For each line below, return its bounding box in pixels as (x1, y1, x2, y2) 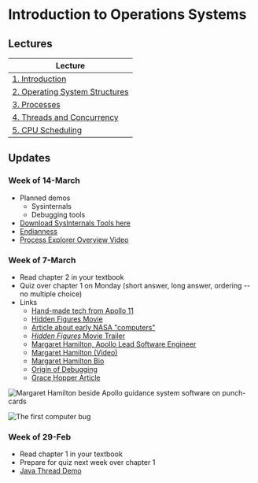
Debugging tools (31, 210, 86, 219)
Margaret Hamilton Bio (31, 356, 105, 366)
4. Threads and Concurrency (12, 112, 120, 123)
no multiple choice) (19, 289, 83, 299)
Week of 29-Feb (8, 431, 72, 442)
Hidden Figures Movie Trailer (31, 331, 126, 340)
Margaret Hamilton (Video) (31, 347, 118, 357)
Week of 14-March (8, 175, 81, 186)
